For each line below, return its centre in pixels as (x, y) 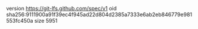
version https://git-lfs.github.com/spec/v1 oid (62, 8)
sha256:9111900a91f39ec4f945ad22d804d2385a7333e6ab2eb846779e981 (99, 14)
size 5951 (46, 21)
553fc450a (20, 21)
